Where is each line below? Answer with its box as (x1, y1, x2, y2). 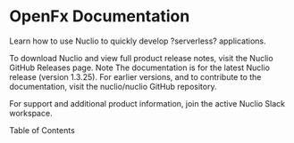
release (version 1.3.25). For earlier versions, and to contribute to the (9, 71, 262, 82)
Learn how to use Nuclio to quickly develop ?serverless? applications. (9, 36, 266, 46)
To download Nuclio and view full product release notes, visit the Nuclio (9, 52, 274, 63)
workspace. (9, 107, 53, 118)
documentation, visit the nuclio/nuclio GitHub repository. (9, 81, 217, 91)
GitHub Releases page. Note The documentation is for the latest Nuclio (9, 62, 271, 73)
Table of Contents (9, 124, 76, 135)
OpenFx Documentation (9, 6, 190, 27)
